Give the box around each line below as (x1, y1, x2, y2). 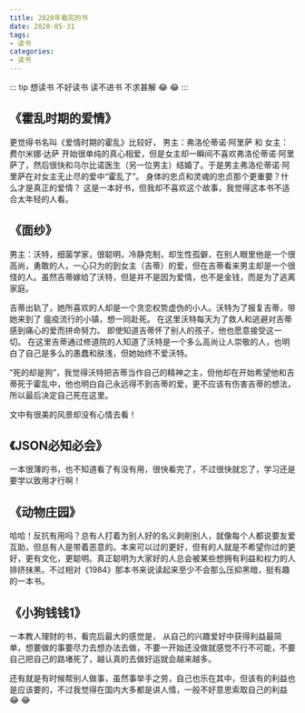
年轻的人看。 (25, 193, 74, 205)
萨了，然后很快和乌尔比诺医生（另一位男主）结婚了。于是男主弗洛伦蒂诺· (9, 159, 283, 170)
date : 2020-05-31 (9, 22, 75, 31)
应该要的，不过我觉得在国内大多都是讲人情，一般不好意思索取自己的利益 (16, 684, 288, 696)
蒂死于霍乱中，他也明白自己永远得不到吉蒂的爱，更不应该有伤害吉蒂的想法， (9, 378, 296, 389)
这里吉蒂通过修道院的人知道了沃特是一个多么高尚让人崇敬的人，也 (34, 336, 282, 346)
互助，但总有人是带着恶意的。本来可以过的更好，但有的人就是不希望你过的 (9, 542, 288, 553)
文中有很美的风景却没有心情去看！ (9, 408, 137, 419)
